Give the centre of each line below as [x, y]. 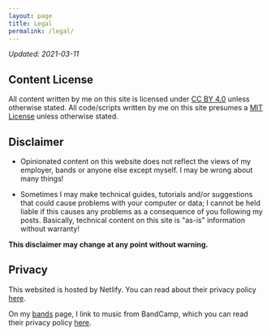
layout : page [30, 16]
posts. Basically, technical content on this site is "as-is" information [133, 220]
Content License [51, 79]
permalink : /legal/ [41, 31]
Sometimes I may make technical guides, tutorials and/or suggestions [136, 194]
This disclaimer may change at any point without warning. [108, 245]
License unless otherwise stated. [64, 116]
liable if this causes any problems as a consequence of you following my [142, 211]
